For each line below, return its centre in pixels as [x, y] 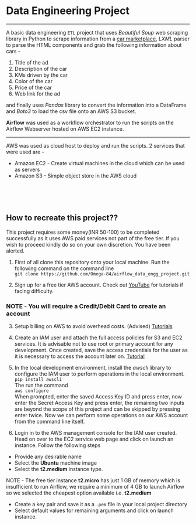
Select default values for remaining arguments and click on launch [94, 510]
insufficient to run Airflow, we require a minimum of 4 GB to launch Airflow [95, 487]
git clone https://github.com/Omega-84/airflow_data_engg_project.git [102, 274]
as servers [27, 169]
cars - [13, 51]
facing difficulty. [34, 291]
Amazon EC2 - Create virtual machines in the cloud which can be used [99, 163]
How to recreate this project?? [62, 218]
